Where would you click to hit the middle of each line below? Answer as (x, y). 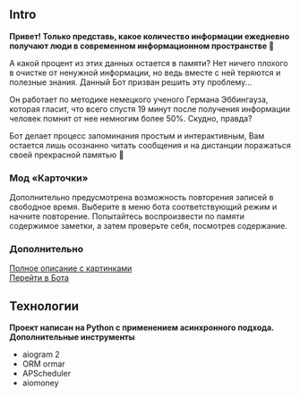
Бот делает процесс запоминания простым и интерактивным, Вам (137, 135)
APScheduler (47, 374)
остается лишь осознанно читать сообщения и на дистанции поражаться (150, 145)
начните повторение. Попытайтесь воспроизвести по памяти (127, 216)
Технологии (44, 306)
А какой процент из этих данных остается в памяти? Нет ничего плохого (149, 63)
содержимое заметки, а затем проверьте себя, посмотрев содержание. (149, 226)
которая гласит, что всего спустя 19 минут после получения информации (150, 109)
